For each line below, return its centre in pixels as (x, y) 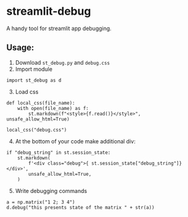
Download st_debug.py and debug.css (62, 62)
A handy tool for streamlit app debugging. (59, 28)
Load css (27, 92)
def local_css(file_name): (41, 103)
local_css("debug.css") (37, 130)
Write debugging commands (51, 191)
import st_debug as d (34, 80)
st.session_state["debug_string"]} (137, 163)
